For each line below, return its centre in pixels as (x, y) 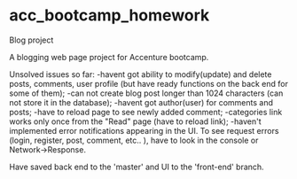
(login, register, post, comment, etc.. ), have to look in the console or (134, 140)
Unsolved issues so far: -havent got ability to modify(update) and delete (141, 74)
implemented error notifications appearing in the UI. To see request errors (144, 130)
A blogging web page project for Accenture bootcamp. (109, 57)
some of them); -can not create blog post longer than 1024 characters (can (146, 93)
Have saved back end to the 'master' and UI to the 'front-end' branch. (137, 167)
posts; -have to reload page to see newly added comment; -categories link (146, 112)
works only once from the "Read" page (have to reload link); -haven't (135, 121)
